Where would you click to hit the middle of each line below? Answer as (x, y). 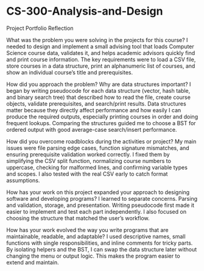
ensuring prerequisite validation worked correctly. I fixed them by (88, 154)
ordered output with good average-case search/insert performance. (92, 129)
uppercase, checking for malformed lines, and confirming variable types (97, 167)
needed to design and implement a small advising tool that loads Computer (100, 46)
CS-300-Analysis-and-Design (85, 11)
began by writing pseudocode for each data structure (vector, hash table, (98, 90)
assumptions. (23, 180)
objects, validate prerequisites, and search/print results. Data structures (97, 103)
